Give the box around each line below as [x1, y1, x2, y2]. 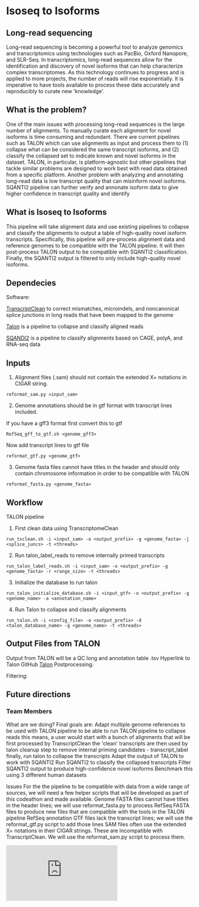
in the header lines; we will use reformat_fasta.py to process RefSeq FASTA [6, 801, 190, 808]
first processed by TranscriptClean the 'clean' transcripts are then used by [6, 740, 188, 747]
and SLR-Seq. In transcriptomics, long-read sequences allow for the [6, 56, 172, 63]
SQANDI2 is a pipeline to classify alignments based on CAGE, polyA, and [6, 334, 183, 342]
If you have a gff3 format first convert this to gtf [6, 420, 123, 427]
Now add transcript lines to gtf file [6, 442, 89, 449]
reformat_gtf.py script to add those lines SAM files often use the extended [6, 820, 187, 827]
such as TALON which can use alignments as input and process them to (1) [6, 139, 189, 147]
